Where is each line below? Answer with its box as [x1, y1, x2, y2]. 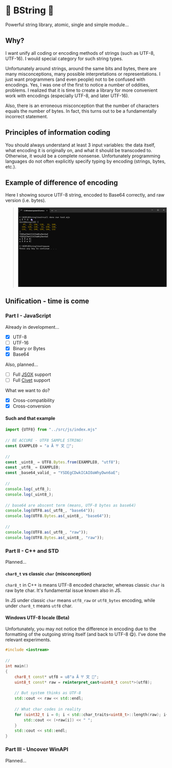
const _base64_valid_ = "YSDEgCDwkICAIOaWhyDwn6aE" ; [5, 471, 120, 476]
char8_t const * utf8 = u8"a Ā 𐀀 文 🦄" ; [14, 674, 99, 679]
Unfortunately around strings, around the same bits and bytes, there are [5, 65, 157, 71]
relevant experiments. [5, 637, 51, 643]
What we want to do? [5, 387, 50, 393]
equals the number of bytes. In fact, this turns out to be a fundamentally [5, 108, 157, 114]
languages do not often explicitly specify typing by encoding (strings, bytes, [5, 158, 166, 164]
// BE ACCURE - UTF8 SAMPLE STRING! [5, 438, 83, 443]
